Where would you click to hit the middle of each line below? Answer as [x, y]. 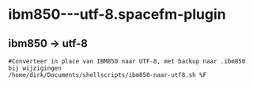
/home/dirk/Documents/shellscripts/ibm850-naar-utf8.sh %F [108, 75]
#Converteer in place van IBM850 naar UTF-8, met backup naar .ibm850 [127, 61]
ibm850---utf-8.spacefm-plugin [117, 14]
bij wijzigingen [35, 68]
